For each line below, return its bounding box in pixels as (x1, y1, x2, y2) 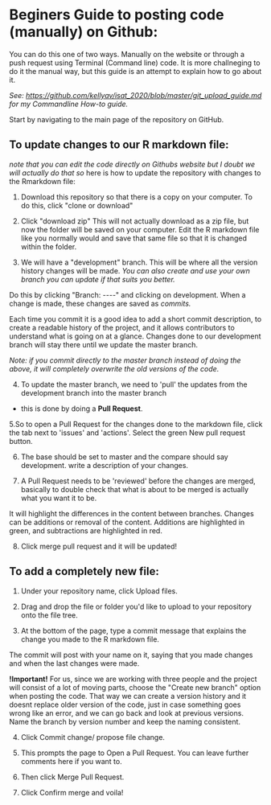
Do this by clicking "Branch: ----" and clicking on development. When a (9, 290, 246, 299)
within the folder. (20, 241, 77, 251)
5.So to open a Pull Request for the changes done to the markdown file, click (9, 419, 263, 429)
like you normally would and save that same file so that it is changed (20, 233, 248, 243)
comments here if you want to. (20, 756, 123, 766)
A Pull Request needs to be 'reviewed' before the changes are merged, (20, 476, 256, 486)
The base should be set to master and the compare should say (20, 452, 228, 462)
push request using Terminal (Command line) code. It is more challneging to (9, 58, 261, 68)
